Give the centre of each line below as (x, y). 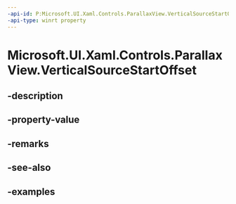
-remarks (28, 144)
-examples (31, 192)
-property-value (44, 120)
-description (35, 96)
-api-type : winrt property (47, 20)
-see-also (29, 168)
